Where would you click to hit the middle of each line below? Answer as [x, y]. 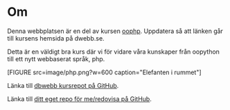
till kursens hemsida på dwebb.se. [56, 38]
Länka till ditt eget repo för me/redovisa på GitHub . [80, 99]
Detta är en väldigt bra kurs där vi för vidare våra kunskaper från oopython [114, 52]
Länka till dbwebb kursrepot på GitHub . [63, 85]
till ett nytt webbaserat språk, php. [56, 58]
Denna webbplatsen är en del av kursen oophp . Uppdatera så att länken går [115, 31]
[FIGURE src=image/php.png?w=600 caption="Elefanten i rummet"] [105, 72]
